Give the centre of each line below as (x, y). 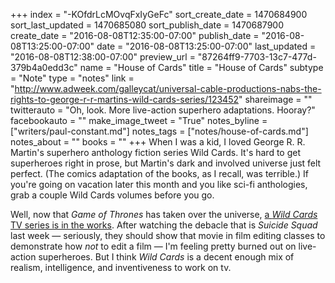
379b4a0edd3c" (44, 67)
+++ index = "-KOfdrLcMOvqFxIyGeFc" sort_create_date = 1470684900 (159, 14)
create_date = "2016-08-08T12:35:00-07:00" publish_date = (135, 35)
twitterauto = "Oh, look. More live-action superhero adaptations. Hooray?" (163, 110)
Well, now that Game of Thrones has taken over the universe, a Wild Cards (164, 214)
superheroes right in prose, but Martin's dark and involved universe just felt (166, 163)
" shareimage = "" (275, 99)
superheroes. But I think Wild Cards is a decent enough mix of (166, 257)
